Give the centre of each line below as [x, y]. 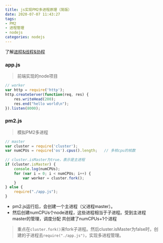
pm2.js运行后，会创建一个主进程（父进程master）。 [64, 207]
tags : [11, 19]
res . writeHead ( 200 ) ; [35, 99]
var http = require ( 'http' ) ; [35, 90]
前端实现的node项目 [37, 76]
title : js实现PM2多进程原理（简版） [39, 10]
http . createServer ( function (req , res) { [47, 94]
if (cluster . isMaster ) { [30, 165]
